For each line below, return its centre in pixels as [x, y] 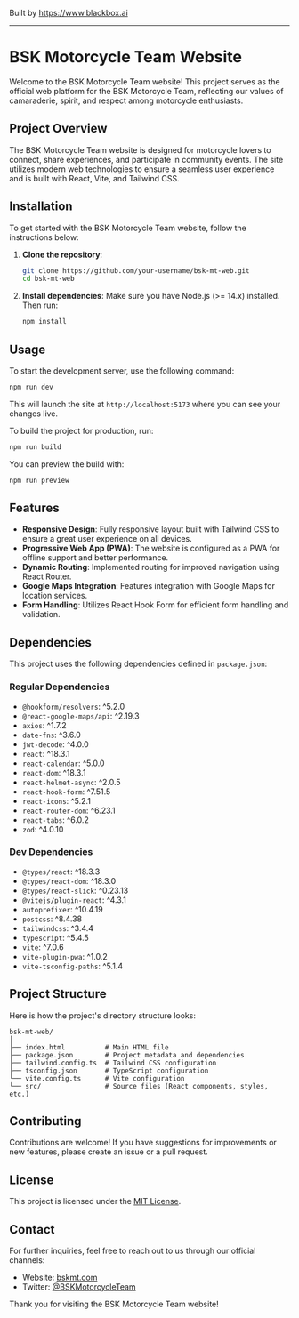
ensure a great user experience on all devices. [107, 539]
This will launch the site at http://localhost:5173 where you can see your [145, 404]
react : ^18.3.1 [46, 753]
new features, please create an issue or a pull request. [109, 1152]
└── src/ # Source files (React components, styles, [139, 1086]
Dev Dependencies [51, 852]
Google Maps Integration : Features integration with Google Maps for [149, 586]
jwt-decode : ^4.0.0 [55, 744]
